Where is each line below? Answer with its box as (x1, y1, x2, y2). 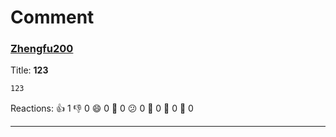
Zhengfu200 (10, 42, 74, 56)
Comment (10, 6, 95, 29)
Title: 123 (10, 64, 49, 76)
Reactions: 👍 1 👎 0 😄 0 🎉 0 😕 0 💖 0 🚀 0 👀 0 (10, 102, 194, 115)
